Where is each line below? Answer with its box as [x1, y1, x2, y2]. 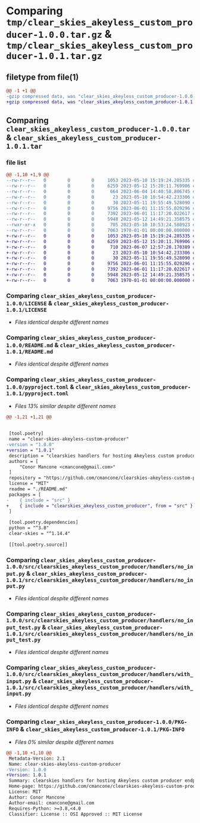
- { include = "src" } [6, 497, 70, 503]
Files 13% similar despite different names [14, 402, 116, 410]
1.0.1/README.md [6, 348, 54, 355]
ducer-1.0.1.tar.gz [6, 51, 102, 62]
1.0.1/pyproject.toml [6, 390, 69, 397]
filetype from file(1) [6, 72, 79, 82]
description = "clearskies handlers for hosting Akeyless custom [8, 453, 174, 459]
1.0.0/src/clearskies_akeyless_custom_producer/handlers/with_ [6, 671, 193, 678]
